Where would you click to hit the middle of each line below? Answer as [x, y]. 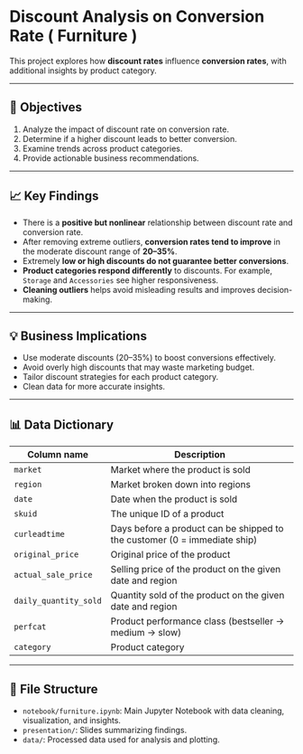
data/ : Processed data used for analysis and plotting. [121, 740]
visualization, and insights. [72, 720]
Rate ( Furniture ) [73, 36]
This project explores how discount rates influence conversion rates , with [148, 61]
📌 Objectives [46, 107]
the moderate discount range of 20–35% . [100, 251]
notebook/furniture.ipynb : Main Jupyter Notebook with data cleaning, [153, 711]
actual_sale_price [53, 575]
